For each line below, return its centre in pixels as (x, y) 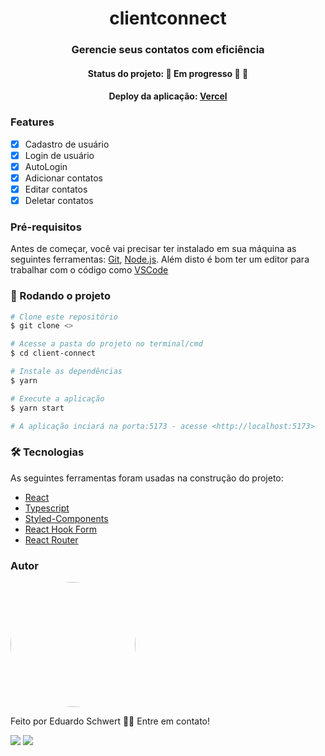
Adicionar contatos (63, 178)
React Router (51, 539)
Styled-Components (66, 518)
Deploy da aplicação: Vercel (168, 96)
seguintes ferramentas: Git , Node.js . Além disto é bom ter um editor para (160, 259)
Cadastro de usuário (67, 144)
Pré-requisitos (46, 227)
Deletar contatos (59, 200)
